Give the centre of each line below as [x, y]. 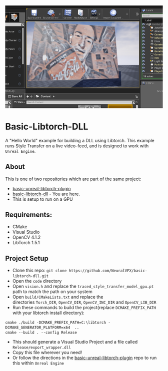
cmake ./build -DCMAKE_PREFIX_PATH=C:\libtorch [56, 323]
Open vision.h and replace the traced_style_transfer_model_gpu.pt [83, 286]
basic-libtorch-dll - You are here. [46, 194]
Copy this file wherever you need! [47, 353]
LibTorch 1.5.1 [26, 243]
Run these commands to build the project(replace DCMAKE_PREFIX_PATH [84, 308]
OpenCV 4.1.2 [26, 237]
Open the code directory [37, 281]
